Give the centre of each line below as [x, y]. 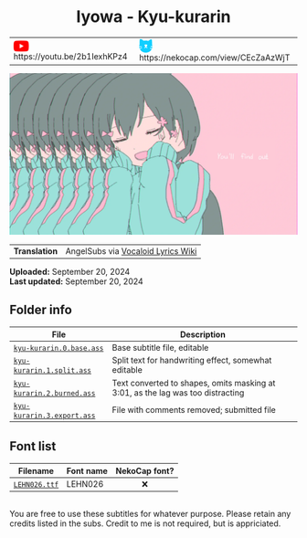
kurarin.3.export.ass [54, 416]
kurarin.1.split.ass [53, 371]
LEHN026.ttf [36, 485]
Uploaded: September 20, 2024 [70, 271]
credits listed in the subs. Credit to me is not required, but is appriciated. [145, 523]
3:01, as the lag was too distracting [178, 392]
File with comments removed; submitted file [194, 410]
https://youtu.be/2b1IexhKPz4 [70, 56]
